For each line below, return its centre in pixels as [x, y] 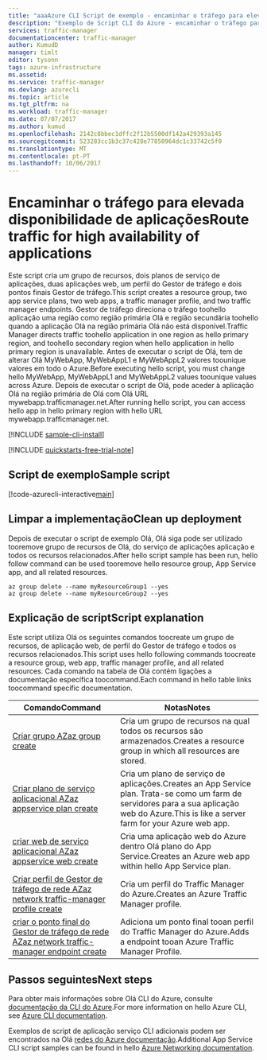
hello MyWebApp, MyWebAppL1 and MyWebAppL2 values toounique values [132, 377]
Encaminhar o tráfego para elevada [126, 203]
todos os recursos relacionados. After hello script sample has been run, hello [133, 555]
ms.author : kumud [37, 126]
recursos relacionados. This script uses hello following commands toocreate [132, 654]
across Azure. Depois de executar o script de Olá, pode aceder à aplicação [131, 386]
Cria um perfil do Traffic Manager [182, 883]
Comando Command [62, 707]
